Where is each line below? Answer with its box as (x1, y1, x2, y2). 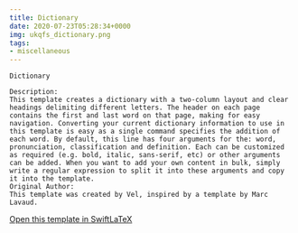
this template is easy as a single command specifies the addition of (9, 127, 281, 136)
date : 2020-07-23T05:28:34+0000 (9, 22, 131, 31)
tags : (9, 38, 30, 48)
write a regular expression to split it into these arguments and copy (9, 166, 284, 176)
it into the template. (9, 174, 95, 183)
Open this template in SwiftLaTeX (9, 214, 133, 225)
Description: (9, 88, 59, 97)
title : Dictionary (9, 13, 79, 23)
